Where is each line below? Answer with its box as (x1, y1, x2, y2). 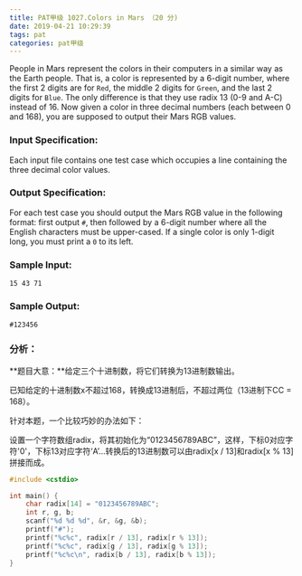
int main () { (9, 491, 59, 500)
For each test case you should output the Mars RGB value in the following (9, 207, 283, 218)
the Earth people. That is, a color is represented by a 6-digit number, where (9, 73, 290, 84)
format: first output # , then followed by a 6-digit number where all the (9, 216, 267, 227)
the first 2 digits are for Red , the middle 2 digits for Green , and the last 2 (9, 82, 273, 93)
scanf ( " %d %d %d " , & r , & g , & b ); (25, 516, 147, 525)
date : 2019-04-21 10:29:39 (9, 22, 111, 31)
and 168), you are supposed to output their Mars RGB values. (9, 111, 237, 122)
